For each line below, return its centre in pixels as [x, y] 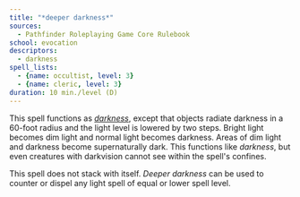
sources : [26, 26]
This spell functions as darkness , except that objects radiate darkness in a [146, 118]
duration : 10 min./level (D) [64, 92]
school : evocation [43, 43]
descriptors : [34, 51]
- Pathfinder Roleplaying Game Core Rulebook [104, 34]
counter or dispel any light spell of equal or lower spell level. [120, 183]
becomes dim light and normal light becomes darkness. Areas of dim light [146, 137]
